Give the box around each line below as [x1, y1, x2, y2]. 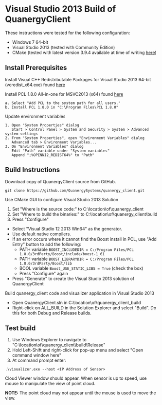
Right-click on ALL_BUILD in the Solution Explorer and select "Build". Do [12, 305, 157, 311]
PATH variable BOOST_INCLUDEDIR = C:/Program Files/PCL [19, 247, 134, 252]
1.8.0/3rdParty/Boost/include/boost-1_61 [19, 251, 105, 256]
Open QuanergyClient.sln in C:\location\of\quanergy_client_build [12, 299, 141, 305]
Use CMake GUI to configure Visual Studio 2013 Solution [5, 196, 119, 202]
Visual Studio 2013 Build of [5, 3, 116, 15]
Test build [5, 324, 36, 332]
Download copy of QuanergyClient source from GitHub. [5, 178, 116, 184]
